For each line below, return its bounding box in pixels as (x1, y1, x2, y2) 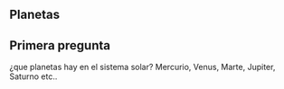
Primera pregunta (9, 38, 111, 53)
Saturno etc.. (9, 71, 58, 82)
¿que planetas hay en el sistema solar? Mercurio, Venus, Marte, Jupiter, (9, 62, 276, 73)
